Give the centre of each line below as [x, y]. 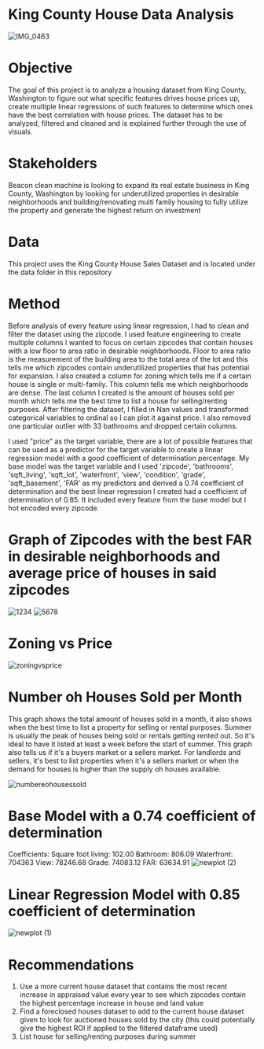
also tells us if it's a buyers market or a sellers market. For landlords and [125, 752]
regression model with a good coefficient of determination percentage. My [129, 458]
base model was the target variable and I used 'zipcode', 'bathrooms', [121, 466]
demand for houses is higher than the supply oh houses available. [115, 769]
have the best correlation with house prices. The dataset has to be [115, 115]
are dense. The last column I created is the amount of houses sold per [121, 392]
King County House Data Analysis [121, 15]
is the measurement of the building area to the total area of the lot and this [128, 359]
